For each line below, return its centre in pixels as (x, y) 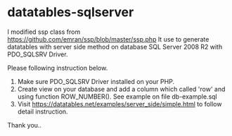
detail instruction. (43, 111)
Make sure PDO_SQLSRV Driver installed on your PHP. (96, 81)
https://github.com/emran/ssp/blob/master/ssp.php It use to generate (108, 39)
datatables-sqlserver (71, 12)
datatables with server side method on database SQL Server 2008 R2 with (115, 47)
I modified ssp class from (44, 32)
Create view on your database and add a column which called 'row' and (121, 89)
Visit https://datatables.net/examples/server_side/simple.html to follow (120, 104)
